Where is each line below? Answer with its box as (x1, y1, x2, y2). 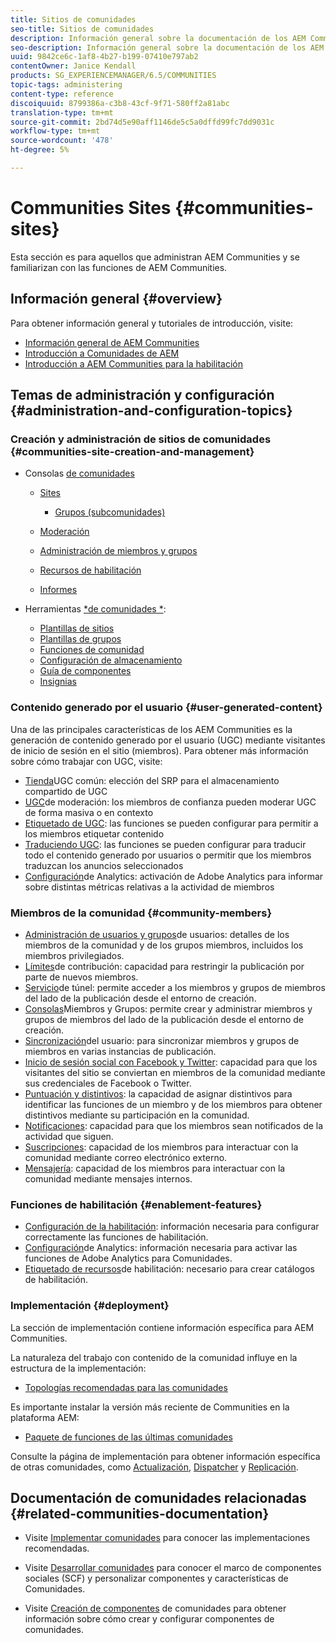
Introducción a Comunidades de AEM (24, 347, 180, 359)
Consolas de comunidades (24, 467, 135, 480)
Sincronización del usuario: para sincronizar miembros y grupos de (24, 1034, 300, 1046)
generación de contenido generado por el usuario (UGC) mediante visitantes (10, 734, 326, 746)
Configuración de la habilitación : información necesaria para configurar (24, 1221, 320, 1233)
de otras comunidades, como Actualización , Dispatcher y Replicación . (10, 1461, 299, 1473)
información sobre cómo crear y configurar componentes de (24, 1613, 275, 1625)
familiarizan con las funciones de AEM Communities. (10, 261, 228, 273)
